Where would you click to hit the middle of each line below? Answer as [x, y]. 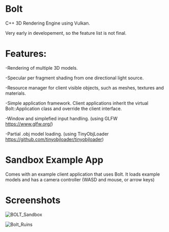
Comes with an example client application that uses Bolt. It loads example [82, 174]
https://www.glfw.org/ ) [29, 124]
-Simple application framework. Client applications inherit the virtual [77, 103]
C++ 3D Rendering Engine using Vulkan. [48, 23]
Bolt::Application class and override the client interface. [64, 109]
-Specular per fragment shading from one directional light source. [75, 78]
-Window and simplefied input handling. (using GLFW [62, 118]
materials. [16, 93]
